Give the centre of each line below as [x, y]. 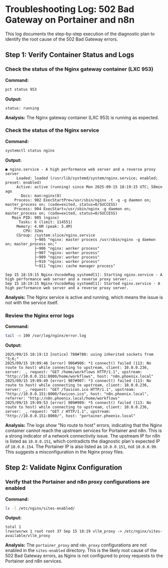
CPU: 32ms [33, 231]
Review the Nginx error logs [40, 316]
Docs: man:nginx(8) [41, 196]
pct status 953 [21, 89]
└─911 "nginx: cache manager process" [75, 266]
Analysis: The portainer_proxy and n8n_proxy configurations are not [76, 545]
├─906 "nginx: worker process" [67, 248]
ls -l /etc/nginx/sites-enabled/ [40, 508]
